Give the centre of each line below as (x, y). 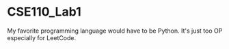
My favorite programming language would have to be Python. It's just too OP (115, 31)
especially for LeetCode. (42, 37)
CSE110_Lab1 (44, 12)
